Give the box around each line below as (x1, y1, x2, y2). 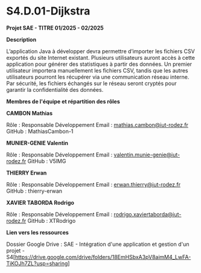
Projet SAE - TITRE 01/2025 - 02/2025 (6, 24, 104, 31)
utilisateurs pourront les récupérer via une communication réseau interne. (6, 73, 190, 80)
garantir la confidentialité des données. (6, 86, 104, 93)
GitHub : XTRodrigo (27, 217, 76, 224)
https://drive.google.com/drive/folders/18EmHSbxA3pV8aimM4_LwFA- (14, 253, 191, 260)
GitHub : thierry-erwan (6, 187, 62, 194)
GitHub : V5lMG (27, 157, 66, 164)
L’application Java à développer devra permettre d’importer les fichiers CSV (6, 47, 195, 55)
